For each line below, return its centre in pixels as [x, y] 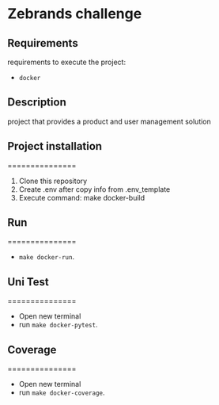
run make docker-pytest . [58, 325]
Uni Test [28, 282]
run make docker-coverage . [62, 392]
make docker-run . [47, 257]
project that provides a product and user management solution [109, 121]
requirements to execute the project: [67, 62]
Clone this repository [53, 181]
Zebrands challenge [75, 14]
